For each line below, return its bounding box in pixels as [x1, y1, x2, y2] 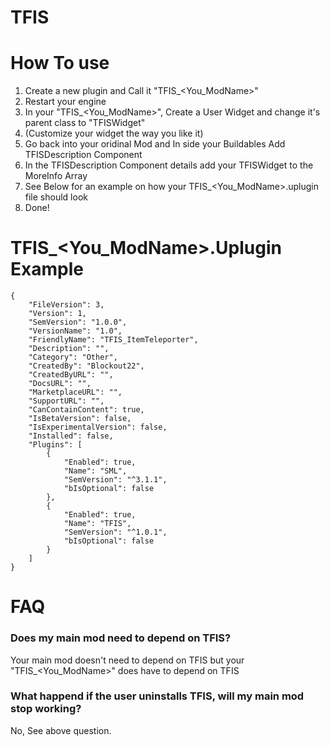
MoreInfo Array [24, 170, 88, 182]
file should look [24, 191, 88, 203]
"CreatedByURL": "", [28, 370, 114, 380]
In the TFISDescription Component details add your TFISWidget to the [24, 159, 314, 171]
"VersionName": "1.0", [28, 326, 123, 336]
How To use [10, 52, 110, 75]
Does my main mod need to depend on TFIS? [10, 631, 232, 645]
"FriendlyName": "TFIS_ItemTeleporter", [28, 335, 199, 345]
